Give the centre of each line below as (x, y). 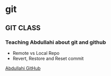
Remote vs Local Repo (36, 53)
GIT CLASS (23, 28)
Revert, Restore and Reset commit (48, 58)
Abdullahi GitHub (23, 68)
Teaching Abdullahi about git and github (56, 42)
